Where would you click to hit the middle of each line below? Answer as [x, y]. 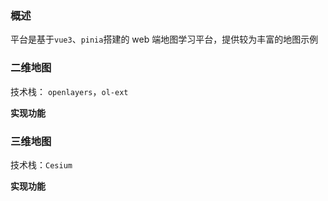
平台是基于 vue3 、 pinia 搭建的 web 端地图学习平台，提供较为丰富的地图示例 [164, 39]
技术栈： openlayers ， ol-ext [69, 91]
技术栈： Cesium [41, 164]
